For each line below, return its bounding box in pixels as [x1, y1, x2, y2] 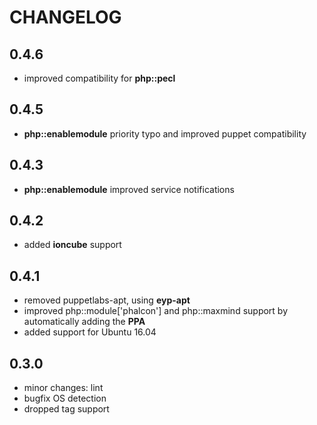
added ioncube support [23, 239, 122, 251]
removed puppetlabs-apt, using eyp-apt [23, 294, 191, 306]
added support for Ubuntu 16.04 [23, 326, 157, 338]
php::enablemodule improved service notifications [23, 183, 235, 195]
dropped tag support [23, 403, 110, 415]
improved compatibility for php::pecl [23, 72, 176, 84]
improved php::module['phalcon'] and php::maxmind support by [23, 305, 289, 317]
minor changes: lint [23, 382, 104, 394]
